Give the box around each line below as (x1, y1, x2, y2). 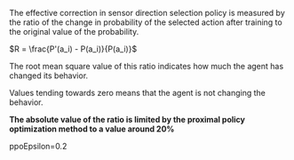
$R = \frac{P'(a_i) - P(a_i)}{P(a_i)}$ (9, 44, 138, 54)
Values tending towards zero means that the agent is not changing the (9, 88, 266, 98)
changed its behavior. (9, 70, 89, 81)
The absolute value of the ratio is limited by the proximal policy (9, 115, 246, 124)
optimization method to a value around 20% (9, 124, 175, 134)
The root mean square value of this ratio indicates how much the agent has (9, 61, 284, 71)
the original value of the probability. (9, 27, 139, 36)
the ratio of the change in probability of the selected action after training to (9, 17, 282, 28)
